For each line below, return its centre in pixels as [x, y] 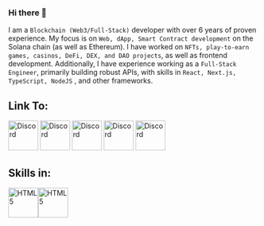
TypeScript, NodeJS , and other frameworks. [81, 81]
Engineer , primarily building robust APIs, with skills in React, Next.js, [122, 72]
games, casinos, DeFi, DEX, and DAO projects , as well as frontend [118, 56]
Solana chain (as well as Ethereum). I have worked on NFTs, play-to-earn [129, 47]
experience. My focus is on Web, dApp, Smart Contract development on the [131, 38]
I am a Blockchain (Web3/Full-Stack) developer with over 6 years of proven [132, 30]
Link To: [29, 105]
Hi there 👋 [28, 13]
